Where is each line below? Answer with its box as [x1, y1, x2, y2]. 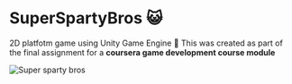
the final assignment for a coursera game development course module [9, 46, 276, 57]
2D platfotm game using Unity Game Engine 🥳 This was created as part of [9, 38, 284, 48]
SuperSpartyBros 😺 [9, 8, 163, 29]
